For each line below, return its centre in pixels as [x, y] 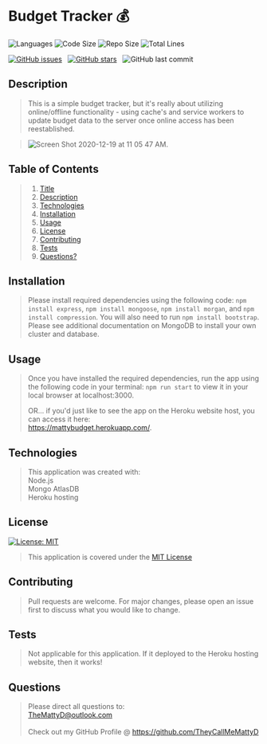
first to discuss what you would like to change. [104, 609]
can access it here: [59, 419]
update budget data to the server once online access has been [131, 120]
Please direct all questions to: [76, 707]
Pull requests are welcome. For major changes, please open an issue [141, 601]
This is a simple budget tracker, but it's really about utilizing [126, 103]
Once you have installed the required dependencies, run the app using [143, 378]
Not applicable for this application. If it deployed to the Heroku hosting [143, 654]
